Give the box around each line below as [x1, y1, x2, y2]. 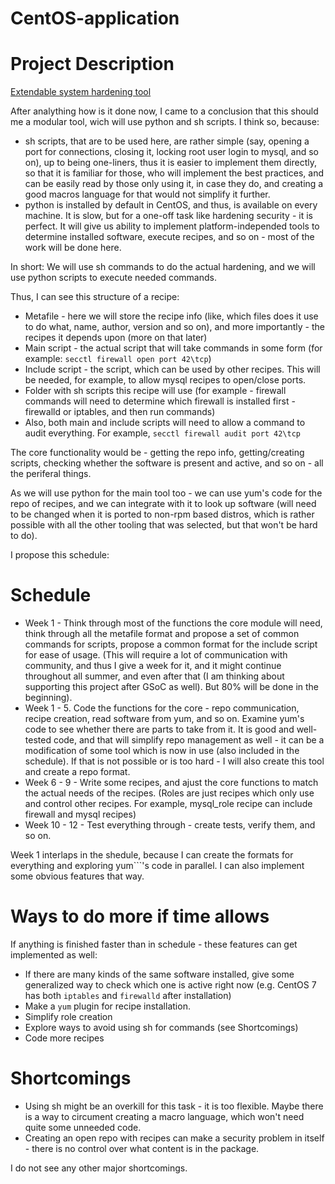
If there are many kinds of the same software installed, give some [24, 968, 295, 980]
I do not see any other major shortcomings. [10, 1162, 188, 1174]
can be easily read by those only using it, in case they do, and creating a [24, 178, 324, 190]
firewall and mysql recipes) [24, 808, 137, 821]
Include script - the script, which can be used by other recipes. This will [24, 363, 321, 376]
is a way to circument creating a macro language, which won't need [24, 1110, 305, 1122]
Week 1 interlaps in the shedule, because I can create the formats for [10, 849, 294, 861]
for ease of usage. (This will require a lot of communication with [24, 649, 288, 661]
